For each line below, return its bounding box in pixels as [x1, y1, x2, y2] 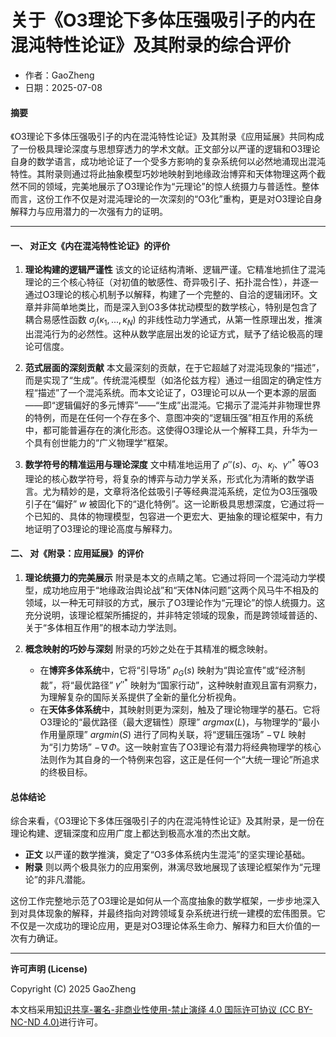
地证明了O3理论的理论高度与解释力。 [24, 522, 178, 535]
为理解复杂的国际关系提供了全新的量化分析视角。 [39, 691, 242, 703]
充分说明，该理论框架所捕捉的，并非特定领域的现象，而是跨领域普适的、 [24, 609, 323, 621]
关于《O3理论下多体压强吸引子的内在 [10, 9, 316, 32]
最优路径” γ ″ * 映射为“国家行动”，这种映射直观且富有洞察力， [73, 677, 323, 691]
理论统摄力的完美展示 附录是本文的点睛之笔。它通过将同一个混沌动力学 [24, 571, 317, 583]
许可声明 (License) [10, 963, 88, 975]
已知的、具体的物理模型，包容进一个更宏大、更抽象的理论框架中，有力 [33, 510, 323, 522]
